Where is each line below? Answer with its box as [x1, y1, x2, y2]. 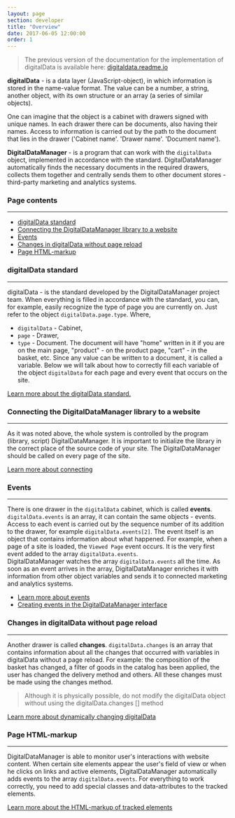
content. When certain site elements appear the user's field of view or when [7, 759, 227, 768]
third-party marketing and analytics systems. [7, 178, 137, 186]
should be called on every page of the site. [7, 452, 131, 460]
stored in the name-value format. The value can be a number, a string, [7, 84, 210, 92]
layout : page [7, 10, 45, 18]
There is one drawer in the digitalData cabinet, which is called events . [7, 505, 213, 513]
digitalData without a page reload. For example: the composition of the [7, 656, 211, 664]
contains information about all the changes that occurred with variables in [7, 648, 220, 656]
